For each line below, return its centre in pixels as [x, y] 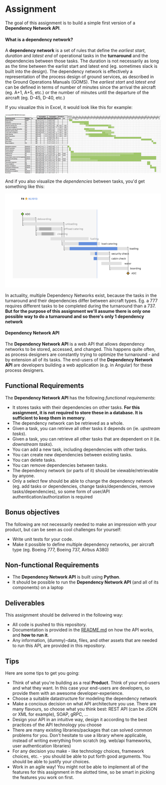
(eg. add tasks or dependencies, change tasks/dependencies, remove [83, 486]
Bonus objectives [33, 513]
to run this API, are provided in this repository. [59, 646]
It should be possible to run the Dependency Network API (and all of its [85, 582]
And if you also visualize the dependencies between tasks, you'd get [75, 181]
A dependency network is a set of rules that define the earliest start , [75, 50]
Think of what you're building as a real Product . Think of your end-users [86, 683]
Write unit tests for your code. [42, 539]
